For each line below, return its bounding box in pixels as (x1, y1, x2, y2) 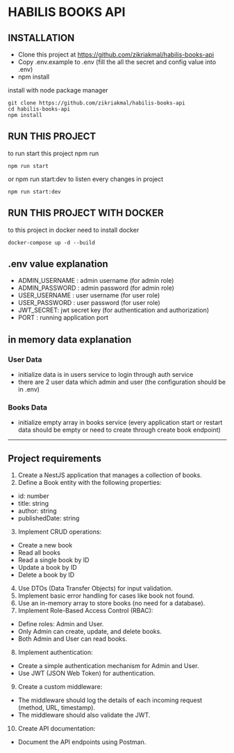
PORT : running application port (17, 313, 109, 322)
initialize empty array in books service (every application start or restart (17, 419, 223, 427)
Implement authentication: (17, 649, 93, 657)
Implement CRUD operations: (17, 527, 102, 536)
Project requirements (8, 452, 101, 464)
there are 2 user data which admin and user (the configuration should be (17, 378, 226, 387)
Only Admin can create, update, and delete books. (17, 628, 162, 636)
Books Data (8, 403, 48, 412)
